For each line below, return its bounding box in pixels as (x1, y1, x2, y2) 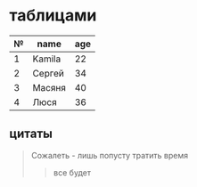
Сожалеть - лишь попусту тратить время (30, 150, 189, 160)
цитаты (9, 126, 53, 142)
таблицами (9, 5, 97, 26)
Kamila (32, 53, 62, 65)
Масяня (32, 81, 67, 93)
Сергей (32, 67, 64, 79)
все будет (53, 167, 92, 178)
